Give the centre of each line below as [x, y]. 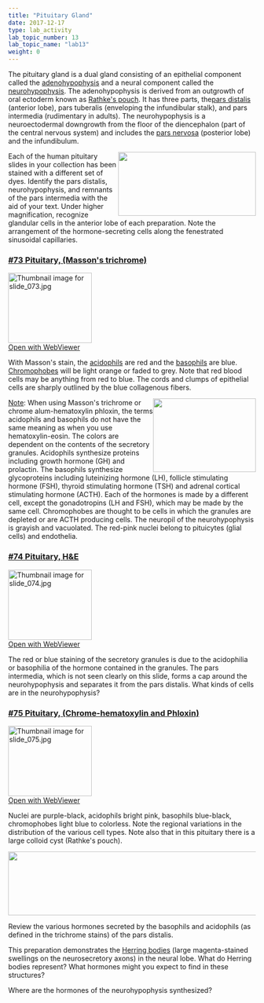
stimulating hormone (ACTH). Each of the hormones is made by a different [128, 495]
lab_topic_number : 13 [44, 37]
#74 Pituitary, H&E [44, 557]
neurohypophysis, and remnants [60, 190]
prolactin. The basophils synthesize [66, 470]
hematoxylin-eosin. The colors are [64, 436]
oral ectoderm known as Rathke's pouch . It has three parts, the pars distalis [130, 99]
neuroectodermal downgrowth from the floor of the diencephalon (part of [127, 124]
